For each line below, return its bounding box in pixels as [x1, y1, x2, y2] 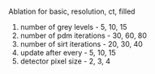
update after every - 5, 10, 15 [19, 47, 116, 57]
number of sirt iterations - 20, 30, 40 [19, 39, 144, 48]
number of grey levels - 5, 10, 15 [19, 22, 127, 31]
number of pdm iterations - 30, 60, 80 [19, 31, 148, 40]
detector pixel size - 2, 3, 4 [19, 56, 111, 66]
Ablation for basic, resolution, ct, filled [8, 6, 136, 16]
